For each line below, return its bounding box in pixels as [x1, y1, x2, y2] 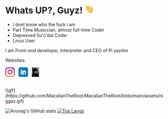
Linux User [12, 37, 35, 44]
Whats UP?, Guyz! [5, 5, 83, 16]
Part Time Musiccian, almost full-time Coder [12, 27, 105, 33]
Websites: [5, 57, 26, 63]
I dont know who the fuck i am [12, 22, 76, 28]
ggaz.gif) [5, 98, 24, 104]
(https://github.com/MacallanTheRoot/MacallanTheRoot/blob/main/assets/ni [5, 93, 163, 99]
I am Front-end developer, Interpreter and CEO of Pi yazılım [5, 48, 129, 54]
